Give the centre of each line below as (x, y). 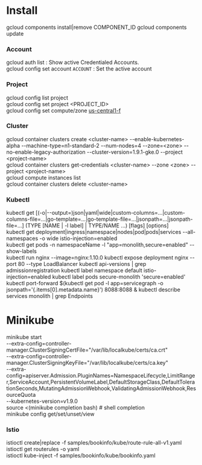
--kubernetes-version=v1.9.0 (42, 401)
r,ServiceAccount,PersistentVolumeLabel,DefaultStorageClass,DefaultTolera (101, 382)
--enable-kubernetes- (157, 139)
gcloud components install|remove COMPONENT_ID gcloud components (96, 27)
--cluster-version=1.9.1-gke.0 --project (134, 152)
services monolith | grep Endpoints (50, 296)
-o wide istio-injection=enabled (78, 238)
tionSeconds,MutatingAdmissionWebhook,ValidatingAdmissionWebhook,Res (101, 388)
